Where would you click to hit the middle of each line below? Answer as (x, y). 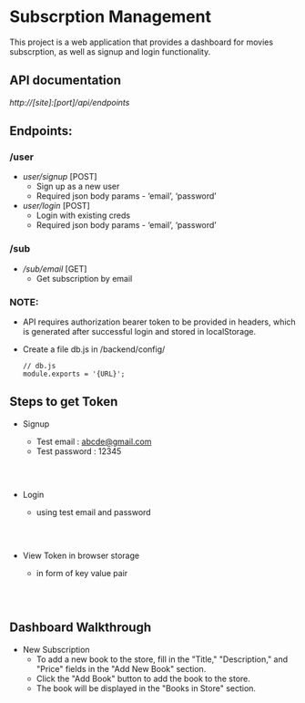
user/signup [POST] (60, 177)
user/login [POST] (56, 206)
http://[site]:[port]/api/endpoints (70, 102)
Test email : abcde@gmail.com (94, 441)
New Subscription (56, 649)
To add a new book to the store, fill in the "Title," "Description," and (162, 659)
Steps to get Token (64, 402)
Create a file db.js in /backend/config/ (94, 349)
